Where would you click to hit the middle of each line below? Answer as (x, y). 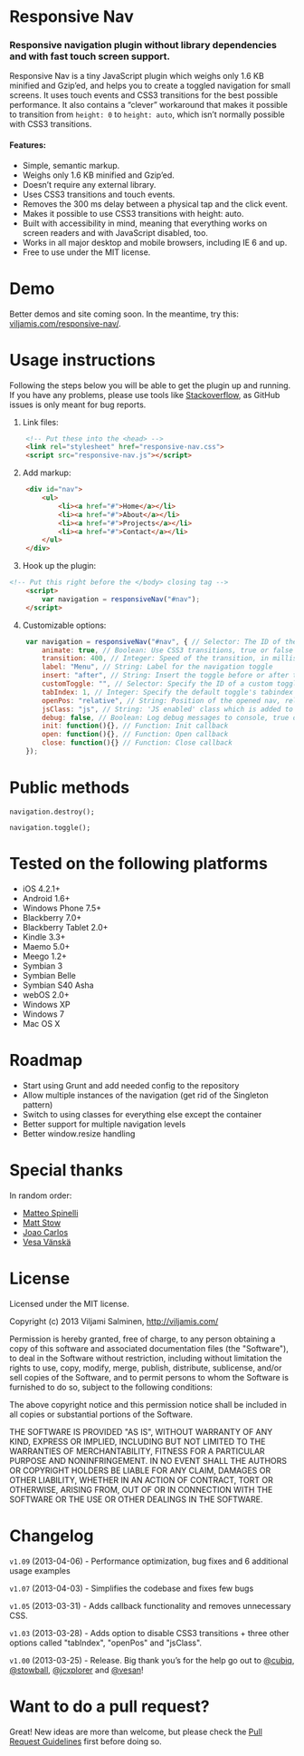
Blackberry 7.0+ (52, 917)
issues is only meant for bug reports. (78, 405)
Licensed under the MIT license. (69, 1303)
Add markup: (47, 473)
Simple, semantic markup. (71, 165)
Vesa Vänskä (47, 1242)
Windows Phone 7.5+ (62, 908)
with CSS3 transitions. (51, 124)
